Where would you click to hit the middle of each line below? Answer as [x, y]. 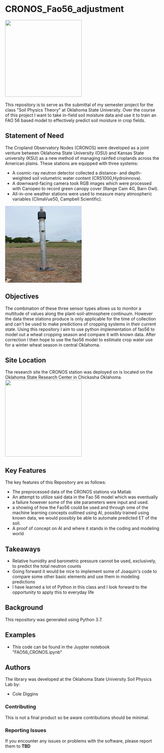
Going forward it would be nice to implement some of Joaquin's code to [85, 571]
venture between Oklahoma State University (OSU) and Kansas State [75, 153]
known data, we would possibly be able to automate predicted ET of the [85, 518]
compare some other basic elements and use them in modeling [76, 577]
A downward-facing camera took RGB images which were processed [82, 183]
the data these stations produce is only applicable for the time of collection [81, 319]
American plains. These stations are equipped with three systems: [72, 163]
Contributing [21, 707]
